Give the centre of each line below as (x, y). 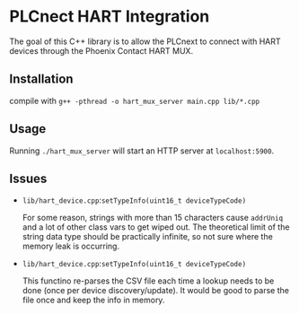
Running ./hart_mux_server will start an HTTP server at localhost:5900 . (142, 151)
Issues (28, 178)
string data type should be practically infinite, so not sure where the (148, 237)
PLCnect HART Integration (110, 17)
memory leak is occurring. (70, 246)
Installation (41, 79)
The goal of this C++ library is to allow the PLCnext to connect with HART (145, 41)
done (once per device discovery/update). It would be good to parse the (156, 291)
